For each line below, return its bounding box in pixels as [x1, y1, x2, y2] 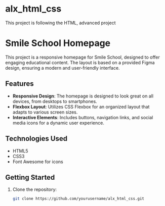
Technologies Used [5, 134, 67, 143]
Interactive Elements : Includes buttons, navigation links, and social [12, 114, 153, 120]
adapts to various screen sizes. [12, 109, 78, 115]
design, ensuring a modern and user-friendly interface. [5, 65, 120, 71]
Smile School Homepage [5, 37, 111, 49]
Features [5, 79, 34, 88]
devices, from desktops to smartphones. [12, 98, 97, 104]
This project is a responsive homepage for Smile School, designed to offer [5, 54, 160, 60]
